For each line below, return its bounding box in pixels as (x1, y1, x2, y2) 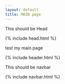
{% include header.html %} (5, 54, 61, 60)
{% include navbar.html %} (5, 74, 61, 80)
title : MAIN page (5, 12, 41, 17)
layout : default (5, 7, 39, 12)
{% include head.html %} (5, 35, 57, 41)
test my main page (5, 45, 43, 51)
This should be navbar (5, 64, 51, 70)
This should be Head (5, 25, 48, 31)
